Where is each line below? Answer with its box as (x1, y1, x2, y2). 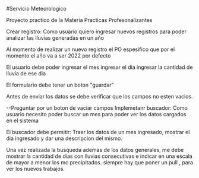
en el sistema (6, 117, 39, 124)
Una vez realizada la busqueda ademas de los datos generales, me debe (6, 147, 184, 153)
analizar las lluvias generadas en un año (6, 34, 105, 41)
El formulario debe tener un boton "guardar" (6, 81, 114, 88)
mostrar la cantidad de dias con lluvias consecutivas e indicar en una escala (6, 152, 193, 160)
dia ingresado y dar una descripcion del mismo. (6, 135, 123, 142)
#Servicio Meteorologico (6, 5, 67, 12)
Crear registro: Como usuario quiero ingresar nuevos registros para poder (6, 28, 187, 35)
